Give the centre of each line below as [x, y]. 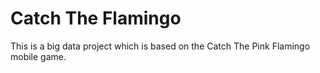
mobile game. [38, 56]
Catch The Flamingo [96, 18]
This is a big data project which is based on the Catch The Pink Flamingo [160, 46]
